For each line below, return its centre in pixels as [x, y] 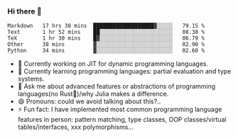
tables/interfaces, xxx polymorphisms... [75, 127]
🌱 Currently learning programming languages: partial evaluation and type [124, 71]
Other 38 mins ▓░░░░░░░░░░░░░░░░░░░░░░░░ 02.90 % [106, 45]
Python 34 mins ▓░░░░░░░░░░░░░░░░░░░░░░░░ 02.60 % [106, 51]
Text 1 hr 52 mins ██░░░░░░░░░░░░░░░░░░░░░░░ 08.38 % [106, 32]
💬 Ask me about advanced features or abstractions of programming [117, 86]
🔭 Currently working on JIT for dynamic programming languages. [113, 64]
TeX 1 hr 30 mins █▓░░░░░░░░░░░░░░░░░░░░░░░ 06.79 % [106, 38]
